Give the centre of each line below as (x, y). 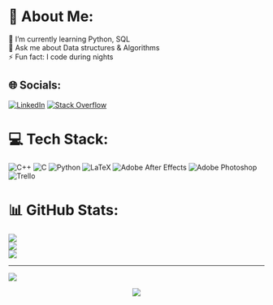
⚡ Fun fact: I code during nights (61, 57)
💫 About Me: (51, 17)
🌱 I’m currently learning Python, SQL (69, 39)
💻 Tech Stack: (58, 139)
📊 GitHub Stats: (64, 210)
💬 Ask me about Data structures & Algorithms (84, 47)
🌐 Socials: (35, 86)
